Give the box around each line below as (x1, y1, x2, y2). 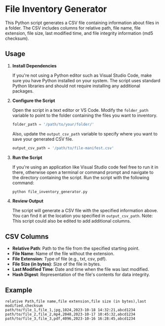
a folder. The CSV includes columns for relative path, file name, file (5, 25, 141, 31)
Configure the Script (12, 98, 55, 103)
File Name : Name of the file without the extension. (12, 251, 115, 257)
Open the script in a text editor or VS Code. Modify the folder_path (12, 107, 149, 113)
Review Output (12, 198, 43, 204)
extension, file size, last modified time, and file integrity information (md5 (5, 30, 154, 36)
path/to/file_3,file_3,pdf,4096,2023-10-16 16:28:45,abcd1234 (5, 316, 135, 321)
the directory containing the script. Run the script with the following (12, 174, 149, 180)
